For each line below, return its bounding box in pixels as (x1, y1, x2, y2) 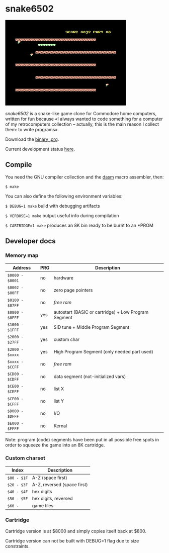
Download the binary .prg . (5, 136, 59, 142)
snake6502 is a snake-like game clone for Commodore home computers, (5, 110, 157, 116)
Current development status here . (5, 146, 75, 152)
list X (53, 386, 64, 392)
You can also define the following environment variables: (5, 193, 123, 199)
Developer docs (5, 237, 56, 245)
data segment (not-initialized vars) (53, 373, 126, 380)
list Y (53, 398, 64, 404)
